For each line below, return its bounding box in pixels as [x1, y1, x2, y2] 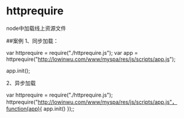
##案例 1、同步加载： [6, 37, 59, 44]
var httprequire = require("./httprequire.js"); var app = [6, 49, 138, 56]
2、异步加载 [6, 79, 36, 86]
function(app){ [6, 105, 43, 112]
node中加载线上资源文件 [6, 24, 67, 32]
